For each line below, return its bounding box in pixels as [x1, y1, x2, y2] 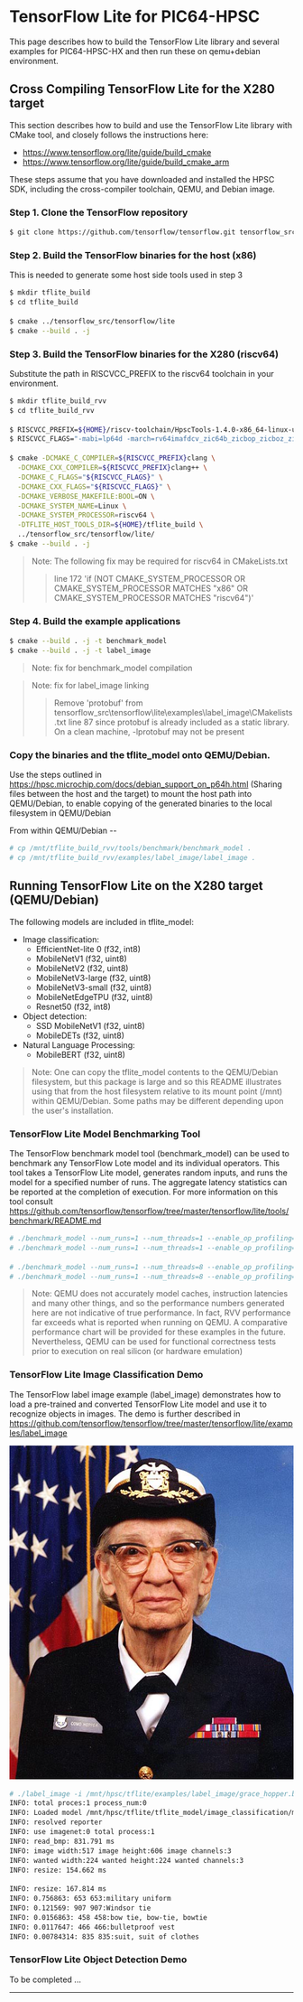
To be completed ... [9, 1974, 81, 1985]
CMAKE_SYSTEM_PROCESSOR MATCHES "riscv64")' [53, 592, 254, 603]
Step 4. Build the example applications [9, 614, 181, 627]
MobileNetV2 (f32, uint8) [35, 962, 129, 973]
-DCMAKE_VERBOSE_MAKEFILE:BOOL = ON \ [17, 491, 155, 500]
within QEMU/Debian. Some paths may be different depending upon [31, 1095, 284, 1106]
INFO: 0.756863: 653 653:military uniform [9, 1894, 171, 1904]
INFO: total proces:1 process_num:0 [9, 1799, 147, 1808]
